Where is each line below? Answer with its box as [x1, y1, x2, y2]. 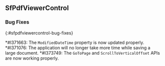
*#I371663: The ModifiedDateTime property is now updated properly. [5, 39, 145, 45]
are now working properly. [5, 55, 59, 61]
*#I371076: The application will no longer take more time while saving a [5, 44, 151, 51]
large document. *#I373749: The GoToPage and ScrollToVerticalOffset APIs [5, 50, 160, 56]
